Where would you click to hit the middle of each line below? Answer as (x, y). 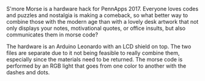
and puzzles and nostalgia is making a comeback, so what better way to (97, 15)
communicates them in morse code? (52, 35)
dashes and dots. (28, 72)
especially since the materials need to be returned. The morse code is (95, 59)
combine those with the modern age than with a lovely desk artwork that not (102, 22)
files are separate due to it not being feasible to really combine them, (93, 53)
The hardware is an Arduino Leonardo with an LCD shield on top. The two (99, 46)
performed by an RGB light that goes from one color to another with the (96, 66)
